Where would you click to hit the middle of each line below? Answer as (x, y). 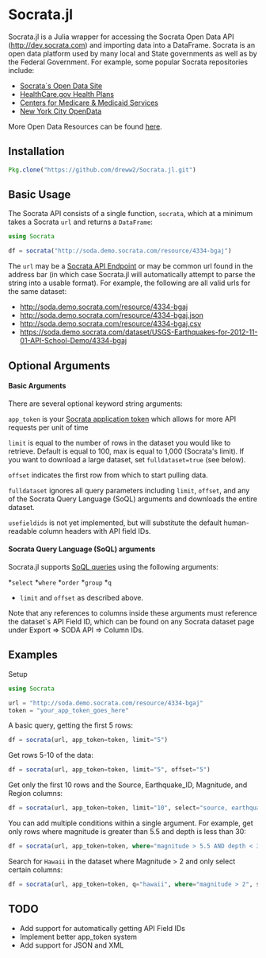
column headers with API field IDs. (95, 531)
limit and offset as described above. (82, 597)
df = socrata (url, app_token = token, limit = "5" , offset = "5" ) (110, 770)
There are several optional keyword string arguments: (96, 404)
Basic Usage (40, 195)
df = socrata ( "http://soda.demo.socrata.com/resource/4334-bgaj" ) (120, 251)
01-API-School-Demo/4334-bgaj (73, 341)
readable (23, 531)
